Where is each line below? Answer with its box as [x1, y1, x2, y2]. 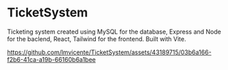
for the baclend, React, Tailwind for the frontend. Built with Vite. [7, 34, 186, 43]
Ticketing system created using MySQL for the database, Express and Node [7, 27, 221, 36]
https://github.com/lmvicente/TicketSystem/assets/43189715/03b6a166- [7, 48, 212, 56]
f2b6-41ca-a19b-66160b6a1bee [7, 55, 96, 63]
